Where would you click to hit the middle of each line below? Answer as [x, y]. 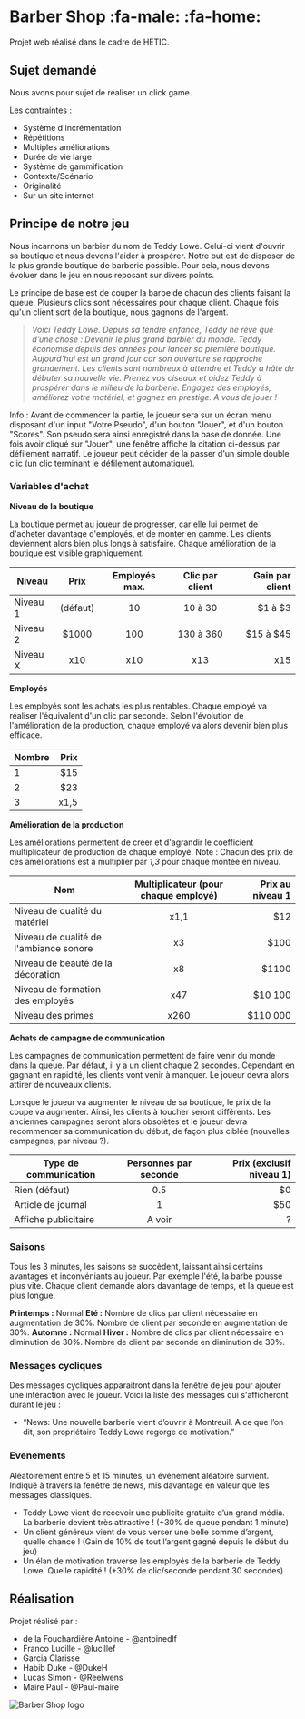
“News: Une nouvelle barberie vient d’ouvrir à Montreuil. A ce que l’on [153, 1422]
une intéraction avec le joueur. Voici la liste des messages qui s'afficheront [149, 1395]
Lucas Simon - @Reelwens [73, 1677]
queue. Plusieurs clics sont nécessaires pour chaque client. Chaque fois [144, 302]
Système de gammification [73, 166]
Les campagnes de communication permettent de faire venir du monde [143, 1055]
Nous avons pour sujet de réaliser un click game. [101, 92]
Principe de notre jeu [69, 224]
